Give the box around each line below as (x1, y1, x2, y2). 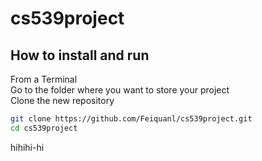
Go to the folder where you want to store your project (10, 84, 230, 96)
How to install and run (10, 47, 150, 64)
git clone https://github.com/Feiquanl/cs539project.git (10, 114, 253, 124)
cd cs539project (10, 123, 78, 133)
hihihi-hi (10, 141, 45, 153)
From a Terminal (10, 73, 78, 85)
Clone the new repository (10, 95, 115, 106)
